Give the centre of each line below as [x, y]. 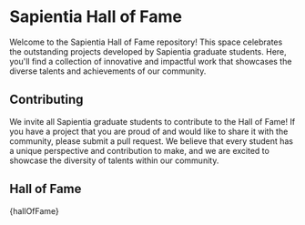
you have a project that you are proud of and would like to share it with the [149, 131]
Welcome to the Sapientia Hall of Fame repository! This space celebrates [146, 42]
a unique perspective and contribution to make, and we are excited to [140, 150]
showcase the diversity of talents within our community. [114, 160]
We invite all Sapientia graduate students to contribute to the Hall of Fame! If [152, 121]
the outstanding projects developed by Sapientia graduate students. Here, [148, 51]
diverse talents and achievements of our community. [108, 71]
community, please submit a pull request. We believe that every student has [152, 141]
